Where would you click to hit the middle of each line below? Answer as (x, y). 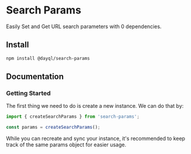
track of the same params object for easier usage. (66, 145)
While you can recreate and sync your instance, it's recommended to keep (96, 139)
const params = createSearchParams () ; (53, 127)
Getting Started (28, 93)
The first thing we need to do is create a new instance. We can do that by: (95, 106)
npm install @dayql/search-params (48, 58)
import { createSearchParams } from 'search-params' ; (73, 117)
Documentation (35, 77)
